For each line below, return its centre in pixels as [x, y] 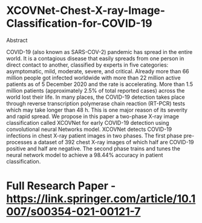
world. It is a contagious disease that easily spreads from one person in [95, 58]
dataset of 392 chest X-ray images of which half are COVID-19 [116, 142]
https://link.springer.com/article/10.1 [101, 199]
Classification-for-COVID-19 [79, 23]
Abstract [17, 40]
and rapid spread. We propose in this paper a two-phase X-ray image [93, 116]
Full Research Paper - [61, 186]
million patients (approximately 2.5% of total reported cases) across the [96, 90]
